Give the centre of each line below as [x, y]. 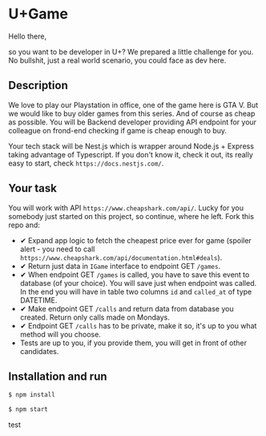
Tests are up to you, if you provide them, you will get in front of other [133, 343]
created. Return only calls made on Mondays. [95, 317]
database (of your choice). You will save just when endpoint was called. [138, 283]
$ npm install [32, 395]
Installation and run [58, 376]
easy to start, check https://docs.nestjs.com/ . [86, 163]
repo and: [24, 225]
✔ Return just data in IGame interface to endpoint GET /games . [120, 266]
